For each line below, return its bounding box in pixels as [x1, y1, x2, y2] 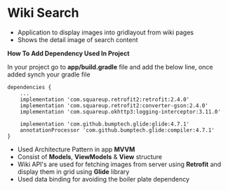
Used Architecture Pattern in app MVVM [17, 145, 135, 154]
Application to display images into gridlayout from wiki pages [17, 28, 194, 36]
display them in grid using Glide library [17, 167, 130, 176]
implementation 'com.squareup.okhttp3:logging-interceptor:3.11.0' [20, 108, 221, 115]
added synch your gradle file [7, 70, 90, 79]
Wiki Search [7, 5, 79, 21]
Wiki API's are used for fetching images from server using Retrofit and [17, 160, 222, 168]
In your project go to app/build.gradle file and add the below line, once [7, 62, 213, 71]
